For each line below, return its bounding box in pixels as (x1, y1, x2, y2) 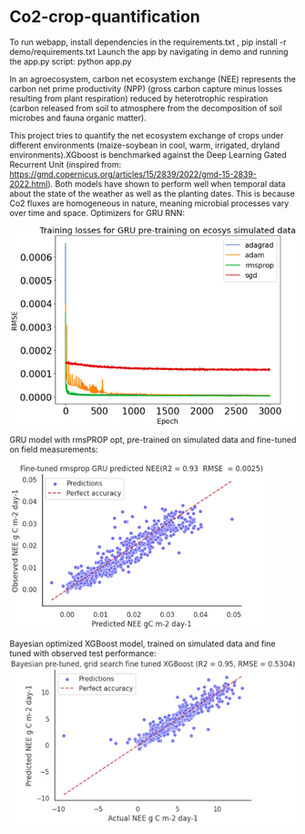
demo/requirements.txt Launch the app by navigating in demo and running (9, 46, 289, 57)
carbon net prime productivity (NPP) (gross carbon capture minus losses (9, 83, 283, 94)
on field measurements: (9, 444, 98, 455)
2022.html (9, 178, 48, 189)
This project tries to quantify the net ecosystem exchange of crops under (9, 129, 284, 140)
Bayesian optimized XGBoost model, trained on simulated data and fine (9, 638, 276, 649)
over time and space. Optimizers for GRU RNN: (9, 207, 185, 218)
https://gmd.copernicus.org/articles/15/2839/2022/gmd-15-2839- (9, 169, 258, 180)
